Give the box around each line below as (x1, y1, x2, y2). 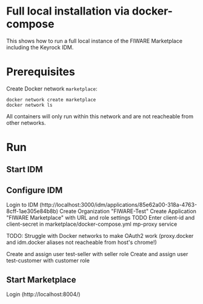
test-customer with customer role (6, 257, 90, 265)
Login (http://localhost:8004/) (6, 291, 81, 298)
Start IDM (6, 164, 43, 175)
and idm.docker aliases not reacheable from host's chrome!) (6, 238, 158, 246)
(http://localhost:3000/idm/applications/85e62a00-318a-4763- (39, 201, 198, 209)
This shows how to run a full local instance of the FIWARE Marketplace (6, 37, 183, 44)
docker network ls (6, 102, 53, 108)
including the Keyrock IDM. (6, 44, 74, 51)
